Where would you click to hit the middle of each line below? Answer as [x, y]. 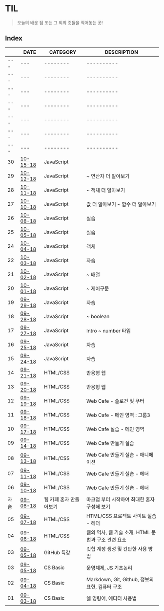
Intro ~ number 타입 [108, 330]
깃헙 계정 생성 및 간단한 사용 [117, 549]
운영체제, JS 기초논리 [109, 567]
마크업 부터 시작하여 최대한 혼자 [120, 499]
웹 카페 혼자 [56, 499]
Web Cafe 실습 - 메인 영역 [115, 429]
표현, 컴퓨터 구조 [104, 587]
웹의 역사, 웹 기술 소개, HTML [118, 532]
